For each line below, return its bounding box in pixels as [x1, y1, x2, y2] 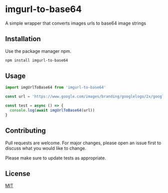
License [5, 169, 30, 178]
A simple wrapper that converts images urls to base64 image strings [5, 20, 146, 26]
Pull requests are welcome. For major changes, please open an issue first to [5, 140, 161, 146]
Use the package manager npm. [5, 48, 71, 54]
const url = [5, 94, 30, 99]
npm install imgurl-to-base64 [5, 58, 68, 63]
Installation [5, 35, 41, 43]
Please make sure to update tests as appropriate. [5, 155, 106, 161]
